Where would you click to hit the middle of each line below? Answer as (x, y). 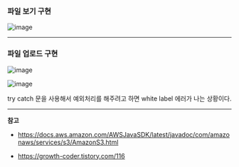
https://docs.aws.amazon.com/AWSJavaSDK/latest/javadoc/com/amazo (123, 134)
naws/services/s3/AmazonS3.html (68, 142)
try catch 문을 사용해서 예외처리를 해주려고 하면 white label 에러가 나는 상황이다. (119, 98)
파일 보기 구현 (30, 11)
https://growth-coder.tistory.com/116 (71, 156)
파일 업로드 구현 (33, 54)
